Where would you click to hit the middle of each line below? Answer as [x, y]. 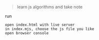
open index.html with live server [40, 25]
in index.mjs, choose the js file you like [50, 29]
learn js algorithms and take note [50, 7]
